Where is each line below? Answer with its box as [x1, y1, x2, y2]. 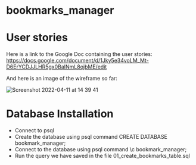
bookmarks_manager [6, 4, 114, 17]
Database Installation [6, 107, 114, 121]
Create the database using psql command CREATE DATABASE [14, 133, 168, 141]
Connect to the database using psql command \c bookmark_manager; [14, 146, 187, 153]
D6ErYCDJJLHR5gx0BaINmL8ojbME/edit [6, 63, 107, 70]
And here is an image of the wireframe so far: [6, 75, 118, 82]
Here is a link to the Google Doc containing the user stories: [6, 51, 153, 58]
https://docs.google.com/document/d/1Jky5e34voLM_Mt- [6, 57, 149, 64]
